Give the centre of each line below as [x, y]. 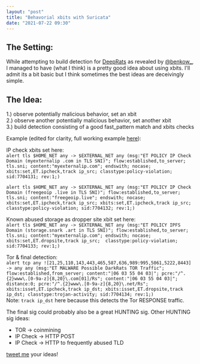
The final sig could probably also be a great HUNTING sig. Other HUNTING [99, 312]
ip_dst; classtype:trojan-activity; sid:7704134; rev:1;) [80, 294]
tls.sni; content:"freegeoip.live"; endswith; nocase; [76, 198]
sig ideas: [18, 318]
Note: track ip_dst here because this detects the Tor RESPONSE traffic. [95, 300]
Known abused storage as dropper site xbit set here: [71, 219]
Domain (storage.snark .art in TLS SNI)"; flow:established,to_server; [97, 230]
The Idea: [24, 100]
